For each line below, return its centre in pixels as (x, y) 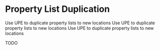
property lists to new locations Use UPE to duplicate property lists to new (80, 28)
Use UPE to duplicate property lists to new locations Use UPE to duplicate (80, 23)
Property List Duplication (58, 9)
